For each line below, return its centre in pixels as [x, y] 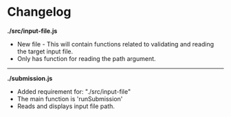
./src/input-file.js [32, 31]
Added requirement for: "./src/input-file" [74, 91]
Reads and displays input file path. [66, 106]
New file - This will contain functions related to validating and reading [115, 44]
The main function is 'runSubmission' [70, 99]
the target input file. [45, 51]
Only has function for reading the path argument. [86, 58]
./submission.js [30, 78]
